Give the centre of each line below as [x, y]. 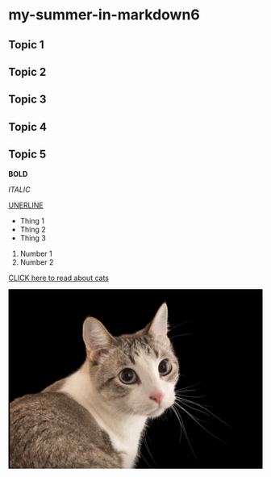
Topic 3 [27, 100]
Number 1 [36, 253]
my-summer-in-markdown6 [104, 15]
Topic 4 [27, 127]
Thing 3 [33, 238]
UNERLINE [26, 205]
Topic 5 [27, 155]
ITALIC [19, 189]
